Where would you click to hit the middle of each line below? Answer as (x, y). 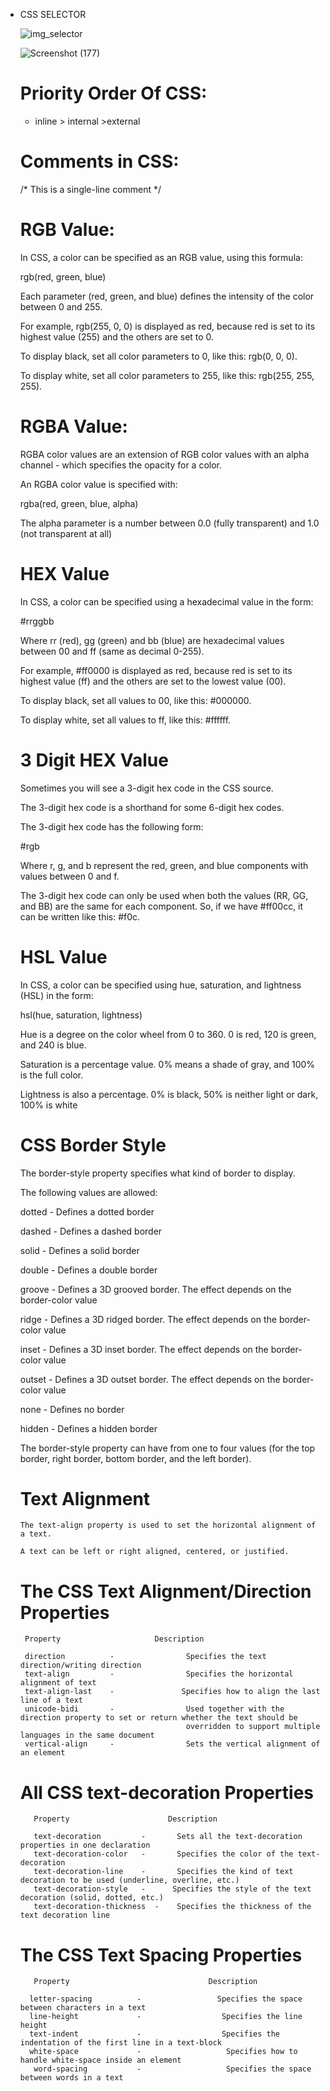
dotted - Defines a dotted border (87, 1211)
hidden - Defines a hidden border (88, 1428)
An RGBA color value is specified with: (98, 484)
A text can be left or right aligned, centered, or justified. (154, 1552)
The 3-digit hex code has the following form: (111, 826)
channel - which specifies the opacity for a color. (121, 465)
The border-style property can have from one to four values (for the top (167, 1448)
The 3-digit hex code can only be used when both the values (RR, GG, (164, 895)
